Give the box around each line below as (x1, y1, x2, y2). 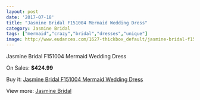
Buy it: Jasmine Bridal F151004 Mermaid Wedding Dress (6, 76, 143, 83)
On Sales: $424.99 (6, 64, 54, 71)
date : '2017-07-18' (6, 14, 55, 20)
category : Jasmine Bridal (6, 25, 70, 32)
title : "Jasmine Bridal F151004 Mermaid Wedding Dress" (6, 20, 148, 26)
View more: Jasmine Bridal (6, 87, 72, 94)
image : (6, 36, 23, 42)
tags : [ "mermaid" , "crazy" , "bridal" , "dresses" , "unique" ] (6, 31, 148, 37)
